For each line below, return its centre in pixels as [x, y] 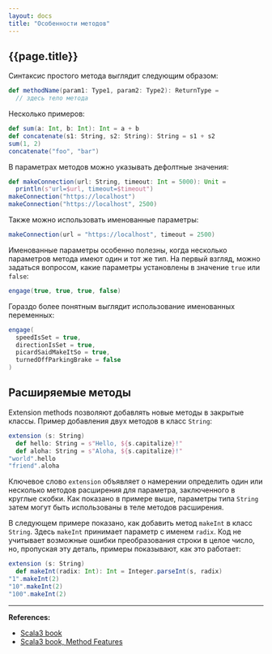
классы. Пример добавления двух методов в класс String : [110, 421]
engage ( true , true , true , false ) [65, 290]
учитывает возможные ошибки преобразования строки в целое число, [132, 540]
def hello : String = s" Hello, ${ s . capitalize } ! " [99, 443]
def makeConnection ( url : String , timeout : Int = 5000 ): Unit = [117, 182]
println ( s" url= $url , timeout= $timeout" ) [85, 189]
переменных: [32, 315]
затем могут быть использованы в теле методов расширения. [116, 507]
